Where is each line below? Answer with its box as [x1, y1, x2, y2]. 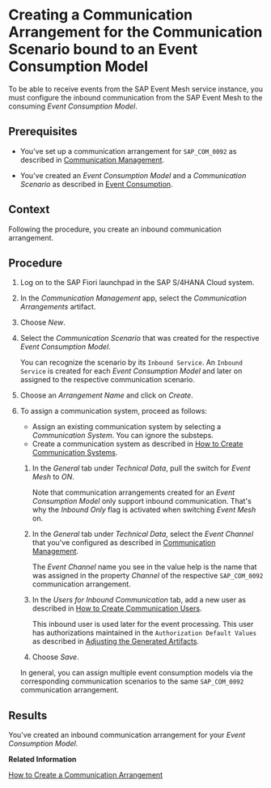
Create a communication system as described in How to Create [32, 439, 243, 449]
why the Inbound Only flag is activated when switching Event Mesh [32, 505, 256, 515]
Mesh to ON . [32, 472, 74, 482]
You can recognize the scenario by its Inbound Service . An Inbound [19, 358, 243, 368]
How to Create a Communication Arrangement [8, 770, 163, 780]
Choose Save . [32, 652, 79, 662]
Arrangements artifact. [19, 302, 96, 312]
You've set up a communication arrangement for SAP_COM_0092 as [19, 146, 237, 155]
